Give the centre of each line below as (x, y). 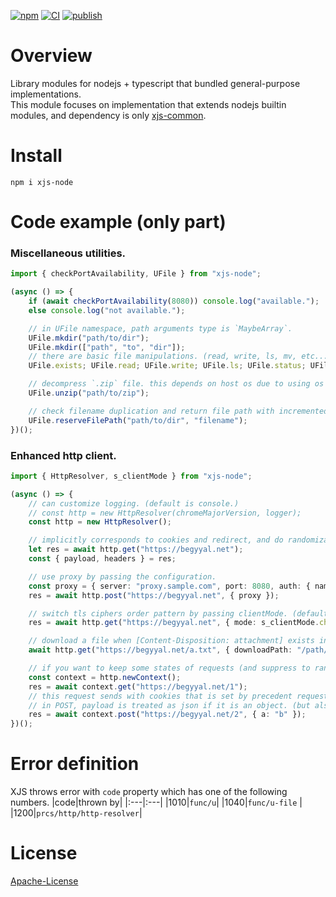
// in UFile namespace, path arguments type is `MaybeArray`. (160, 328)
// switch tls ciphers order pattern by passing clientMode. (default (178, 613)
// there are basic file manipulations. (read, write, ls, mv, (163, 356)
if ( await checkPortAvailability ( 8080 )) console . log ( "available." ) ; (174, 301)
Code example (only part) (118, 222)
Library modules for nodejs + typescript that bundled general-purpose (155, 83)
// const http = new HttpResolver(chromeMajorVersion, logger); (165, 513)
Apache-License (44, 881)
